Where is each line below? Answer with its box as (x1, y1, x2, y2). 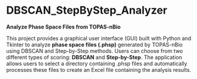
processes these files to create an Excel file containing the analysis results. (6, 66, 192, 73)
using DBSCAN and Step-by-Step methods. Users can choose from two (6, 47, 183, 54)
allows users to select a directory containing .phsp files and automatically (6, 60, 187, 67)
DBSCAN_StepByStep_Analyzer (6, 4, 168, 17)
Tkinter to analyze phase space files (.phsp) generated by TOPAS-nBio (6, 41, 183, 48)
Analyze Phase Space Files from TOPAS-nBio (6, 23, 121, 30)
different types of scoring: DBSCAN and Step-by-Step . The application (6, 53, 183, 61)
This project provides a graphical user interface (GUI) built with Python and (6, 34, 192, 42)
